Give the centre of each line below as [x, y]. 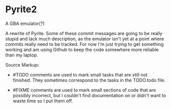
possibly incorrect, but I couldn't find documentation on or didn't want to [89, 95]
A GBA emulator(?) [25, 23]
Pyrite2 [21, 9]
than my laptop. [22, 55]
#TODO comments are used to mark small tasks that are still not [80, 74]
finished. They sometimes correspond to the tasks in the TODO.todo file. [89, 80]
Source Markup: [22, 65]
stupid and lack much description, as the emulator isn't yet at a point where [85, 39]
